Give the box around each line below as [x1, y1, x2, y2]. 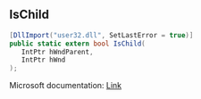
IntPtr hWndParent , [21, 47, 94, 56]
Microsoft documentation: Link [9, 80, 122, 91]
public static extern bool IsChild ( [9, 39, 146, 48]
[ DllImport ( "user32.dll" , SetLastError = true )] [9, 30, 194, 39]
